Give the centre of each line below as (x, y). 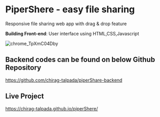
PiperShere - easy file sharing (70, 9)
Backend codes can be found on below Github (80, 60)
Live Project (25, 96)
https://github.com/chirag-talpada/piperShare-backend (64, 80)
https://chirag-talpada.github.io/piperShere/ (52, 108)
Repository (23, 68)
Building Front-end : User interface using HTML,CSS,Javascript (72, 33)
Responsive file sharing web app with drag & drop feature (66, 24)
